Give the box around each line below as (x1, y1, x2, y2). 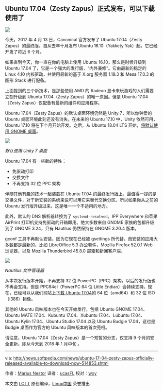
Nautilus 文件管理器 (5, 267, 45, 273)
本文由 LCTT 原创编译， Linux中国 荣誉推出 (5, 380, 90, 386)
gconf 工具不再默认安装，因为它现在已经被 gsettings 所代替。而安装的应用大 (5, 236, 158, 241)
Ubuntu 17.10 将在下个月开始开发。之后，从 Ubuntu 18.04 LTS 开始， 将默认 (5, 122, 154, 128)
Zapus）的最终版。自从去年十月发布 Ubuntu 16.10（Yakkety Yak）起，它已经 (5, 43, 158, 49)
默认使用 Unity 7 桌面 (5, 148, 48, 153)
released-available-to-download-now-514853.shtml (5, 360, 109, 366)
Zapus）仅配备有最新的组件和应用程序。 (21, 100, 102, 105)
